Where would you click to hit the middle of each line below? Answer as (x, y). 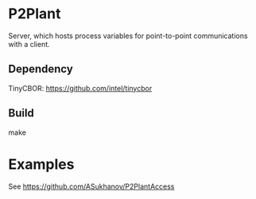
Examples (41, 164)
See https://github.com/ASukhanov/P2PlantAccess (91, 186)
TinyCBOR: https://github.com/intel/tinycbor (80, 88)
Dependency (41, 69)
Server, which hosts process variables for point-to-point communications (128, 36)
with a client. (29, 44)
